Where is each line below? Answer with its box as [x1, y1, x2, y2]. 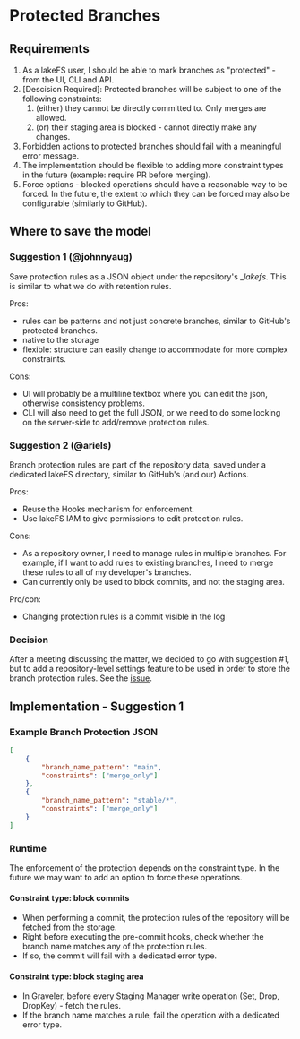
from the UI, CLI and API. [21, 74, 115, 85]
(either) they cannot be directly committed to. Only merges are [35, 103, 267, 113]
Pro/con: [9, 593, 42, 605]
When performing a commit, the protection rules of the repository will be [21, 913, 290, 923]
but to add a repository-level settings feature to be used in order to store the [9, 664, 291, 674]
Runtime [9, 842, 47, 854]
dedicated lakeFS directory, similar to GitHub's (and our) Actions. [9, 468, 249, 479]
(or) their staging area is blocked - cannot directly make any [35, 122, 257, 133]
